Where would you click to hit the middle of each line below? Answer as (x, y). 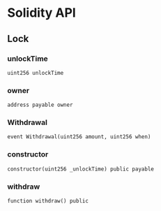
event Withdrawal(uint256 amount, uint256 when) (79, 137)
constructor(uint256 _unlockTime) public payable (81, 169)
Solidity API (42, 13)
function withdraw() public (48, 201)
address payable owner (40, 105)
